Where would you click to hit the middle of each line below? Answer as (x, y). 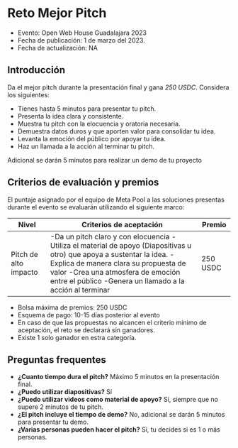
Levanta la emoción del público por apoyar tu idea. (92, 138)
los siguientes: (28, 94)
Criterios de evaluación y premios (83, 182)
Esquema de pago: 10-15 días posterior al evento (89, 315)
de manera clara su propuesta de (131, 263)
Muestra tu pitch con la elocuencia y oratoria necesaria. (99, 124)
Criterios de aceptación (122, 224)
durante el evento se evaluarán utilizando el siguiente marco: (96, 207)
